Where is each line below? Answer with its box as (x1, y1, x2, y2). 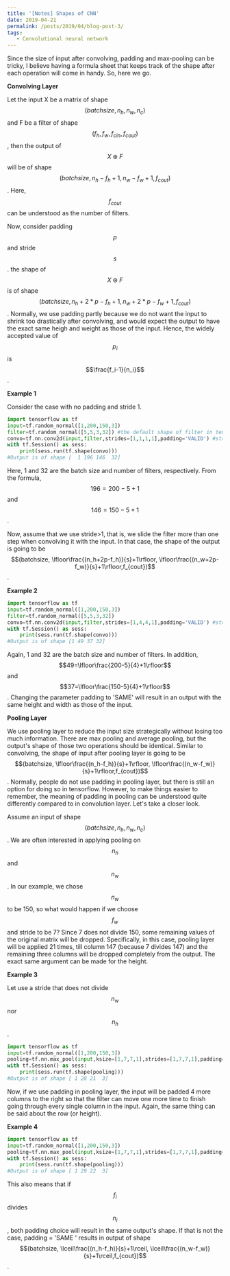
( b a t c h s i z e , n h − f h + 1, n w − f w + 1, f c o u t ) (59, 173, 171, 184)
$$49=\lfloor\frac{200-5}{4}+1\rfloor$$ (58, 661, 172, 669)
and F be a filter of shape (7, 118, 79, 127)
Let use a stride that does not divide (7, 984, 109, 992)
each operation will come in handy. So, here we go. (7, 69, 152, 77)
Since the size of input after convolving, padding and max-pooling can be (7, 54, 214, 62)
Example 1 (7, 389, 36, 398)
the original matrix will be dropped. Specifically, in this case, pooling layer (7, 935, 215, 943)
